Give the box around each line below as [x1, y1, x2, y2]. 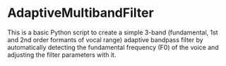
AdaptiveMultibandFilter [7, 5, 154, 21]
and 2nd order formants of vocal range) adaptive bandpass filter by [7, 35, 203, 44]
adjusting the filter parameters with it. [7, 51, 117, 59]
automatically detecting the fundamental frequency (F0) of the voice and [7, 43, 219, 51]
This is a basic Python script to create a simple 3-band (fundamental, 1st [7, 28, 218, 37]
